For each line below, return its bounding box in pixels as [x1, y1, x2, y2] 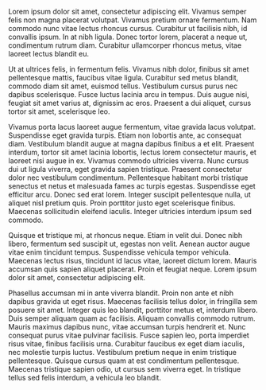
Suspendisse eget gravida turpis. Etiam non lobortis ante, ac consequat [8, 131, 242, 140]
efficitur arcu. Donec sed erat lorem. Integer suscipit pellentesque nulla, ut [8, 190, 252, 199]
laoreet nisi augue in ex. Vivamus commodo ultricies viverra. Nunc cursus [8, 156, 249, 166]
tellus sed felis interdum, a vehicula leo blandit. [8, 373, 161, 382]
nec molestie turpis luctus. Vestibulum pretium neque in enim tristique [8, 348, 237, 357]
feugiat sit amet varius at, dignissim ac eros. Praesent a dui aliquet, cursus [8, 99, 252, 107]
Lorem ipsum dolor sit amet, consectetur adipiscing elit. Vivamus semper [8, 7, 247, 16]
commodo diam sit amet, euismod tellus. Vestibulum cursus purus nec [8, 81, 238, 91]
